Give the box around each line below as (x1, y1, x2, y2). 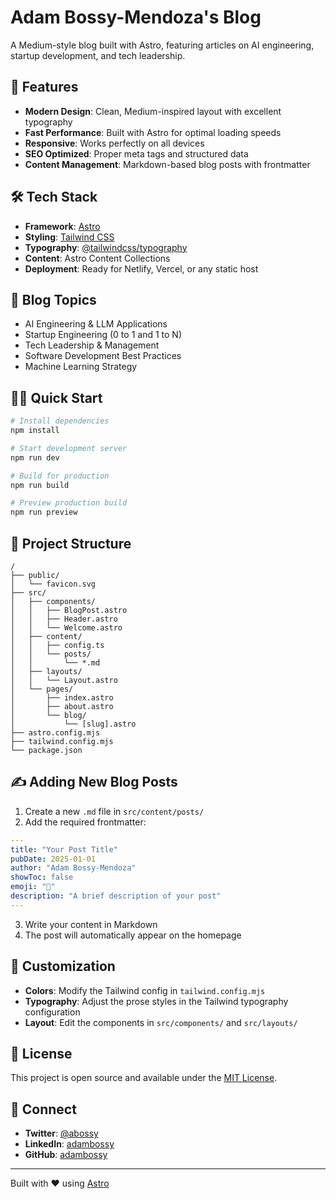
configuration (24, 1006, 81, 1018)
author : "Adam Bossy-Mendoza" (10, 863, 137, 873)
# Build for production (10, 471, 110, 481)
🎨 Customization (10, 958, 116, 975)
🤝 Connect (10, 1101, 77, 1118)
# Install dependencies (10, 416, 110, 426)
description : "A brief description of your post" (10, 891, 222, 901)
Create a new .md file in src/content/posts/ (24, 805, 205, 817)
